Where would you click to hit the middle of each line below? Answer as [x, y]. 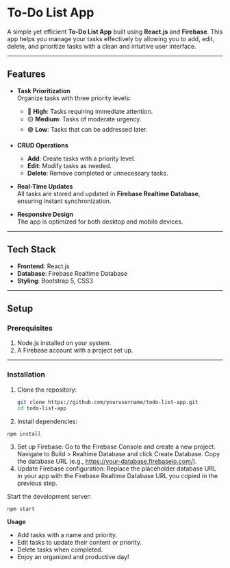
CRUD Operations [42, 145]
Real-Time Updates [45, 186]
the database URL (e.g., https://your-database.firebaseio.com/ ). [107, 462]
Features [26, 74]
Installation [26, 375]
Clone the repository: [47, 390]
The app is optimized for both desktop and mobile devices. [100, 222]
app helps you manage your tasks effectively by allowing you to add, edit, [111, 38]
